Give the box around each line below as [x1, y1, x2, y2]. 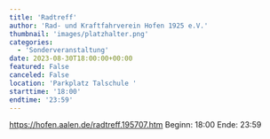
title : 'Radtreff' [9, 12, 77, 22]
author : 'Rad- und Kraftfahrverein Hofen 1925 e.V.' [9, 21, 209, 30]
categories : [9, 37, 53, 47]
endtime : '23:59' [9, 95, 74, 104]
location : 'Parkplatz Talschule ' [9, 79, 138, 88]
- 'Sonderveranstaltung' [17, 46, 109, 55]
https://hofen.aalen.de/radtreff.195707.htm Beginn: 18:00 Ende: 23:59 [9, 120, 262, 130]
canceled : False [9, 71, 69, 80]
